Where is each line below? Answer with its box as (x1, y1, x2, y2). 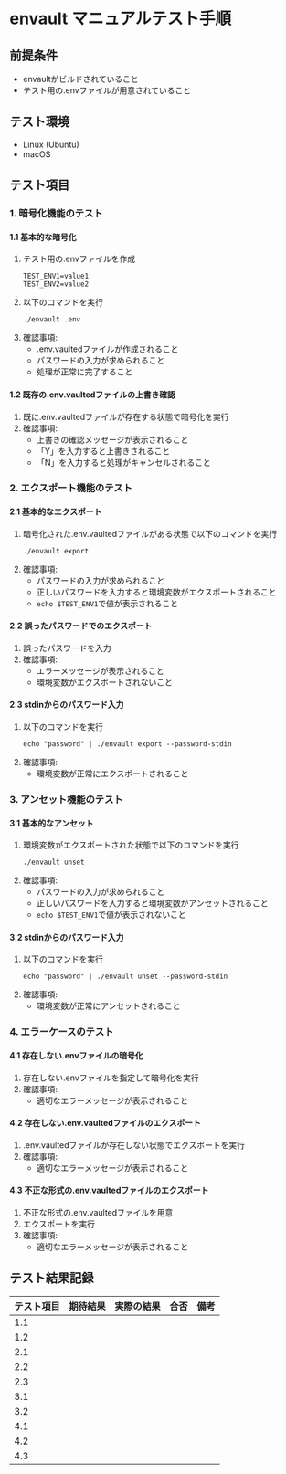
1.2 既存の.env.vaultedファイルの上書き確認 (9, 389, 176, 400)
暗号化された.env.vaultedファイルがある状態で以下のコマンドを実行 (22, 528, 278, 539)
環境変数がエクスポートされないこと (36, 677, 174, 688)
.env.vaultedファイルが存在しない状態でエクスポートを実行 (22, 1139, 245, 1151)
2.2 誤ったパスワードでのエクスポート (9, 620, 153, 631)
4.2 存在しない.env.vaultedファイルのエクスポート (9, 1118, 201, 1129)
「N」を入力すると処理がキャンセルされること (36, 457, 212, 468)
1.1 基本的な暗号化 (9, 231, 77, 242)
